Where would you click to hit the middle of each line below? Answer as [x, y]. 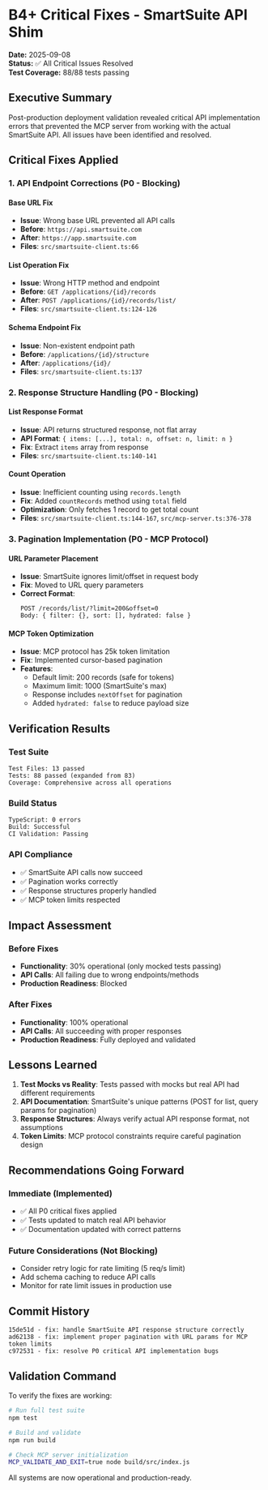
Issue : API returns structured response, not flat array [108, 429]
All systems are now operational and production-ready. [100, 1478]
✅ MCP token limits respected [70, 900]
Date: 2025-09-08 [40, 54]
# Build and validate [45, 1432]
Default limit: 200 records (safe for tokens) [103, 677]
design [32, 1144]
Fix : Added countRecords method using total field [103, 501]
